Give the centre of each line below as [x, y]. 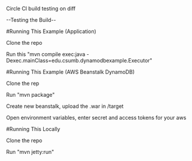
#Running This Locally [33, 129]
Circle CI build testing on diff [41, 9]
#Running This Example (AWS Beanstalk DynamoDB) [70, 72]
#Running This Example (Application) [51, 31]
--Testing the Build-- [31, 20]
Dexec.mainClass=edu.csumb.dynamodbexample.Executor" [79, 60]
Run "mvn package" [30, 95]
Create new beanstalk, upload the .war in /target [65, 106]
